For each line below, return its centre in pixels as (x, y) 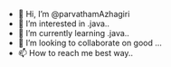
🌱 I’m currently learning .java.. (73, 33)
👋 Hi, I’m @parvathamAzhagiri (74, 14)
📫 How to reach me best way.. (76, 53)
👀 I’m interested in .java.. (64, 24)
